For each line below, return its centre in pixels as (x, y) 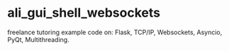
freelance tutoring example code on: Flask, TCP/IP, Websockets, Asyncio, (115, 32)
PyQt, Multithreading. (38, 39)
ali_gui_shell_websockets (84, 13)
